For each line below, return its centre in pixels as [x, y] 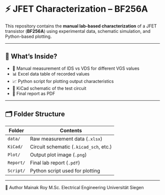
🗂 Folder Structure [35, 114]
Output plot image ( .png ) [58, 155]
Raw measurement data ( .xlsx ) [66, 139]
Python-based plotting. [28, 36]
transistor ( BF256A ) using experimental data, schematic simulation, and [78, 31]
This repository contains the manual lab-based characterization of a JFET [81, 26]
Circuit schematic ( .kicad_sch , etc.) [71, 146]
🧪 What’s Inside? [31, 56]
